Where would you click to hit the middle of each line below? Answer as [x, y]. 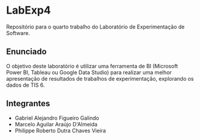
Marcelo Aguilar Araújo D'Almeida [56, 124]
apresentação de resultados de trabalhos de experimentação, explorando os [100, 78]
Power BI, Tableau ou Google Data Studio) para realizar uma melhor [89, 72]
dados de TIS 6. [26, 85]
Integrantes [28, 104]
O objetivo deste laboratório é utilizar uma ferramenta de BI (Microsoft [92, 66]
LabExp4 [29, 10]
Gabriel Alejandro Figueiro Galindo [57, 118]
